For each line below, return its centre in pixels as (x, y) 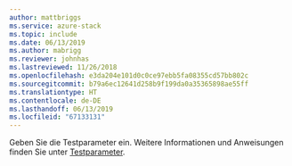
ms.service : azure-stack (55, 26)
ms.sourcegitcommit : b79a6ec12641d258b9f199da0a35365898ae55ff (129, 84)
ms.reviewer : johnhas (49, 59)
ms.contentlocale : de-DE (55, 100)
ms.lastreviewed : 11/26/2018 (63, 68)
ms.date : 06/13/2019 (48, 42)
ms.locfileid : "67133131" (57, 117)
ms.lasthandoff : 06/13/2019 (61, 109)
